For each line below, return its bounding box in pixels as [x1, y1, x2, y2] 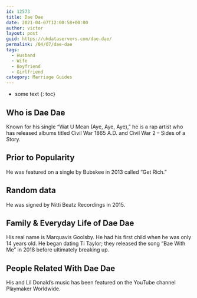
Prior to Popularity [6, 153, 75, 163]
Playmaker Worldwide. [6, 285, 61, 292]
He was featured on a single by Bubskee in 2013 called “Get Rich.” [6, 168, 167, 176]
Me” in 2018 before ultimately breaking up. [6, 246, 110, 253]
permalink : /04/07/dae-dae [6, 42, 73, 48]
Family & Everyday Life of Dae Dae [6, 218, 134, 228]
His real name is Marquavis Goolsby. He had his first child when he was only [6, 234, 192, 241]
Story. [6, 135, 21, 143]
